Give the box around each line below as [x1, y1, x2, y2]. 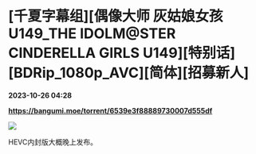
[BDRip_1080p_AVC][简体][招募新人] [8, 64, 250, 82]
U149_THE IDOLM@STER [8, 25, 176, 43]
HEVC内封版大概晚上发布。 [8, 137, 98, 147]
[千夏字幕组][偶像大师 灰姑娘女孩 [8, 7, 223, 25]
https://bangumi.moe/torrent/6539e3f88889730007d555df [8, 106, 213, 115]
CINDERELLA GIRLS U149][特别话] [8, 44, 236, 62]
